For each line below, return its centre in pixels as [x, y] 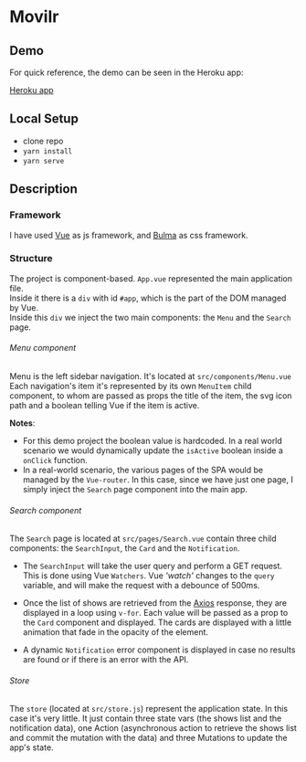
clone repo [43, 141]
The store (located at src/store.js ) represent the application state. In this [149, 709]
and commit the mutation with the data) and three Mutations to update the [148, 738]
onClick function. [55, 460]
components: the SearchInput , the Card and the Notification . [125, 548]
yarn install [47, 151]
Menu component [43, 348]
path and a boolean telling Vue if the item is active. [105, 405]
